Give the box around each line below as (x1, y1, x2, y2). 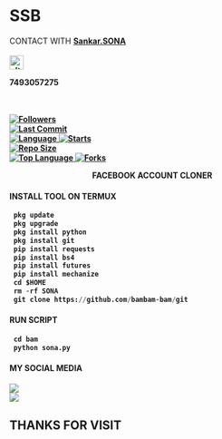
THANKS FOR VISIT (9, 418, 122, 434)
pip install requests (13, 244, 95, 254)
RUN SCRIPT (9, 315, 58, 326)
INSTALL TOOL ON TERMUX (9, 190, 117, 201)
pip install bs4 (13, 253, 75, 262)
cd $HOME (13, 278, 47, 288)
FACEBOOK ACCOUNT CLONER (92, 170, 213, 180)
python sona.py (13, 343, 71, 352)
